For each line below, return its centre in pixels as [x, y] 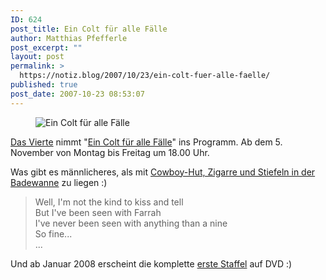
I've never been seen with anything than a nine [131, 223]
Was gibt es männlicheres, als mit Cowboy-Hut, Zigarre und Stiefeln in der [163, 172]
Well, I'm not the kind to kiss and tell [109, 202]
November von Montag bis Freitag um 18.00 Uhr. [110, 152]
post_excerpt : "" [46, 47]
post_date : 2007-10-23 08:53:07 [77, 94]
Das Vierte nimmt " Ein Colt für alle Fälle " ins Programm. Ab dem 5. [146, 142]
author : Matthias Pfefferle [69, 38]
